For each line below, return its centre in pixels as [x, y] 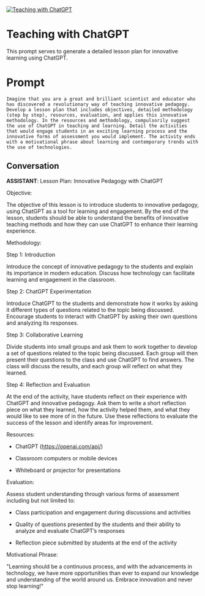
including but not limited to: [41, 500]
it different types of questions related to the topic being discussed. [90, 309]
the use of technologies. [39, 147]
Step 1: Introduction [31, 254]
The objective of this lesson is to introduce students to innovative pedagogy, [102, 204]
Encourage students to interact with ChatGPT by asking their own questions [102, 316]
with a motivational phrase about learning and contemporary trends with [102, 142]
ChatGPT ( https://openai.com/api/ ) [59, 446]
